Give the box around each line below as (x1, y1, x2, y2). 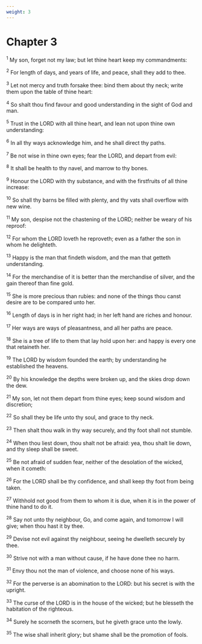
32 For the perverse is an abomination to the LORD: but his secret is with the (6, 579, 195, 587)
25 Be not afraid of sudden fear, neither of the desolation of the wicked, (6, 457, 183, 465)
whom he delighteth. (6, 241, 57, 248)
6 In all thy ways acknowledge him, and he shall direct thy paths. (6, 138, 166, 146)
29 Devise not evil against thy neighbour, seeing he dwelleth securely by (6, 534, 185, 542)
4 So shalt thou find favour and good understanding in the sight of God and (6, 99, 193, 108)
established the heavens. (6, 363, 69, 370)
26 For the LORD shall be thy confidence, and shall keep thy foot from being (6, 476, 194, 485)
